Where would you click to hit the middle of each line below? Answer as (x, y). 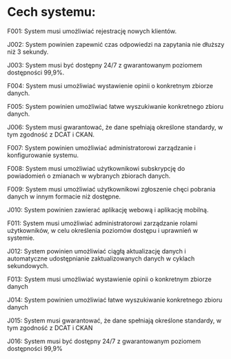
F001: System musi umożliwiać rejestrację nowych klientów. (92, 31)
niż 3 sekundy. (28, 52)
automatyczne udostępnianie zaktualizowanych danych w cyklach (101, 258)
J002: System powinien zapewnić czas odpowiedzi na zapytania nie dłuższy (116, 44)
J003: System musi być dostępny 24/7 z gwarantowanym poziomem (105, 65)
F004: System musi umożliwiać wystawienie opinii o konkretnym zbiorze (110, 85)
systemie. (21, 238)
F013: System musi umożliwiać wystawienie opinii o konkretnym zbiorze (109, 279)
